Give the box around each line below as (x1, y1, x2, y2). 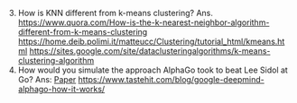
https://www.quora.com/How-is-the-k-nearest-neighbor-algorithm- (17, 17, 270, 28)
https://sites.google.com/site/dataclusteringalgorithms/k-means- (29, 46, 271, 56)
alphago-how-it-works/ (17, 84, 106, 94)
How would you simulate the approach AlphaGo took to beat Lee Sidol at (17, 64, 289, 75)
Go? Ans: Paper (17, 74, 77, 84)
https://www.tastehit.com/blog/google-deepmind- (78, 74, 265, 84)
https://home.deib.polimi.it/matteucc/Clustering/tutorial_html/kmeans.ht (17, 36, 285, 47)
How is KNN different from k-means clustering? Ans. (17, 8, 214, 18)
